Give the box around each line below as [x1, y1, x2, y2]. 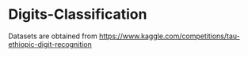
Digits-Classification [8, 5, 147, 23]
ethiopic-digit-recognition [8, 39, 93, 48]
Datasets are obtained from [8, 31, 97, 41]
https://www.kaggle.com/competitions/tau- [98, 31, 240, 41]
